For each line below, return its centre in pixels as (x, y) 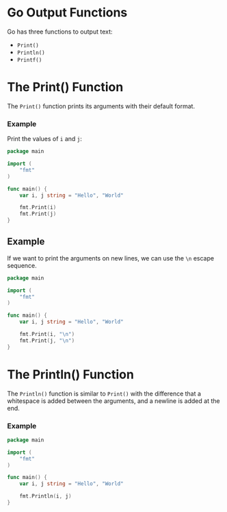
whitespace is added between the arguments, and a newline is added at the (113, 401)
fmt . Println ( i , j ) (45, 496)
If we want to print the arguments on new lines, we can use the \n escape (110, 258)
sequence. (22, 265)
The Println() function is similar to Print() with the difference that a (104, 393)
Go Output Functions (67, 13)
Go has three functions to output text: (60, 32)
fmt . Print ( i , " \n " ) (47, 334)
